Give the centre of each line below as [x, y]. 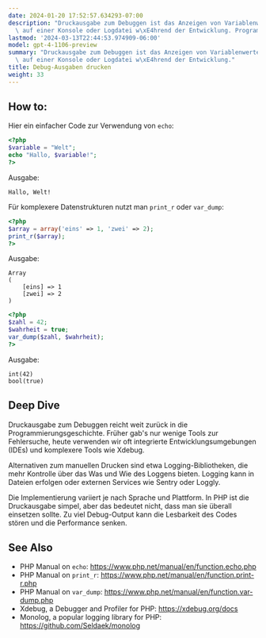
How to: [28, 107]
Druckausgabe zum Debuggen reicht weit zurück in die [98, 425]
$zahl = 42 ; [28, 322]
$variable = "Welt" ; [42, 148]
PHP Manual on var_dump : [61, 592]
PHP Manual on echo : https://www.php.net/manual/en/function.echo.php [138, 567]
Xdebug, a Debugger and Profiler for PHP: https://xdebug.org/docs [129, 609]
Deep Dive [34, 405]
